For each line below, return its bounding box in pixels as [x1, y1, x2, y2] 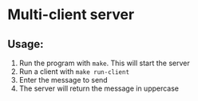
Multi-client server [7, 6, 135, 24]
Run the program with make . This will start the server [18, 58, 190, 68]
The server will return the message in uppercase [18, 84, 180, 93]
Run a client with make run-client [18, 67, 129, 76]
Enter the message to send [18, 76, 109, 84]
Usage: [7, 37, 45, 51]
